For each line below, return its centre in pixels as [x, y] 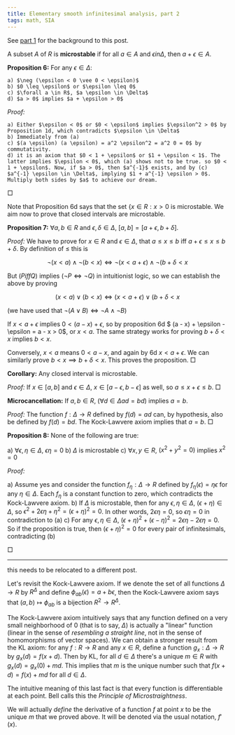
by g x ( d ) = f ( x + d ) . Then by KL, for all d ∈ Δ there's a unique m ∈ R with [113, 658]
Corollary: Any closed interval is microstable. [72, 373]
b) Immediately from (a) [43, 137]
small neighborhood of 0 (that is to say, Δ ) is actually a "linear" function [110, 625]
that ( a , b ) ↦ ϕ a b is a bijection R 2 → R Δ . [64, 602]
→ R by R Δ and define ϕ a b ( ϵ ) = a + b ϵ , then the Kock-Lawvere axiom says [113, 592]
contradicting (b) [31, 536]
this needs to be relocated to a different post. [72, 569]
